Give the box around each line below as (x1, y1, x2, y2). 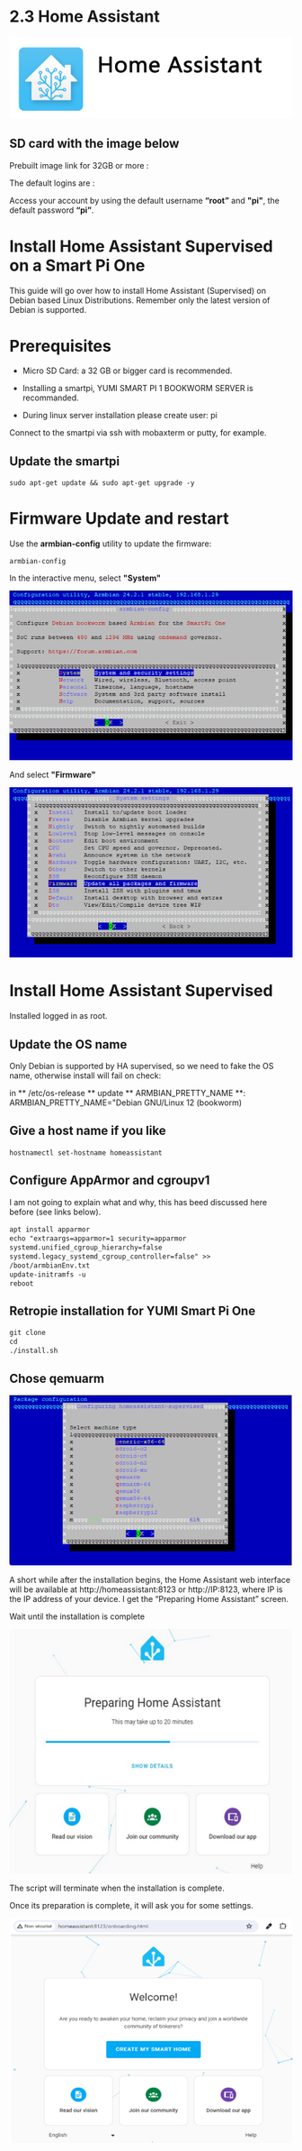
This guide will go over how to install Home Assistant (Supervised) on (9, 285, 267, 296)
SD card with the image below (9, 136, 180, 151)
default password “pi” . (9, 205, 94, 215)
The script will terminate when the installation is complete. (9, 1882, 225, 1893)
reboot (9, 1278, 34, 1288)
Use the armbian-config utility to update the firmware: (9, 538, 212, 549)
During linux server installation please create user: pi (22, 410, 218, 421)
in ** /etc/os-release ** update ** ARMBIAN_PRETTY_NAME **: (9, 1087, 246, 1098)
